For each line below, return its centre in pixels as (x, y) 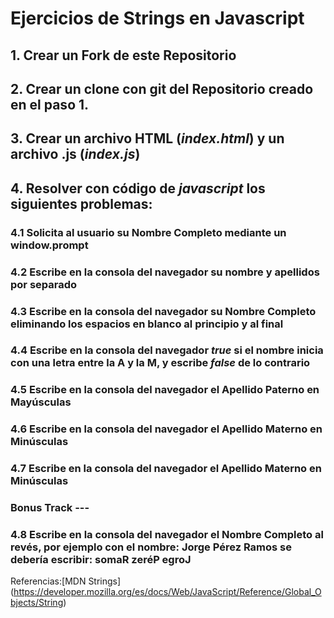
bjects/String (37, 603)
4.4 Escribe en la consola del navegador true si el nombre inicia (167, 350)
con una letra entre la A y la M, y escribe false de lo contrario (160, 363)
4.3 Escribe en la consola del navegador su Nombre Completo (163, 311)
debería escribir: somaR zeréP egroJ (101, 560)
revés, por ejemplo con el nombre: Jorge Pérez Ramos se (151, 547)
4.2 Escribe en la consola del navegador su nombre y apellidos (165, 272)
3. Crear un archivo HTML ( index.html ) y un (147, 138)
